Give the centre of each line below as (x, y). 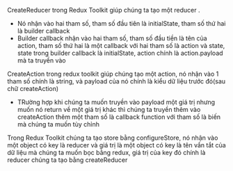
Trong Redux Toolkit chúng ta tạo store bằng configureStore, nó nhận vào (113, 138)
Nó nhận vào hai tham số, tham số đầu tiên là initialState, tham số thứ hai (121, 23)
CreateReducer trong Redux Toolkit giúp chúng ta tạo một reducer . (104, 10)
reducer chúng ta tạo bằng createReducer (67, 160)
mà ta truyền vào (41, 60)
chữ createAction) (33, 89)
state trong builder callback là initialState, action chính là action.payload (120, 53)
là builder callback (43, 31)
